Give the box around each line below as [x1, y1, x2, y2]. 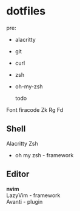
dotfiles [6, 4, 46, 18]
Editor [6, 169, 30, 180]
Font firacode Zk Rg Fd [6, 106, 64, 113]
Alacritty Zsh [6, 140, 38, 147]
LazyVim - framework [6, 192, 61, 199]
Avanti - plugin [6, 198, 43, 205]
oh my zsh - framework [15, 151, 74, 158]
